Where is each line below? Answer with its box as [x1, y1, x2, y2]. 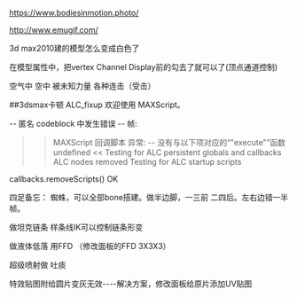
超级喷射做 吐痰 [9, 260, 66, 270]
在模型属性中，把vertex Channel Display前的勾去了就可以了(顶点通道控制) [9, 62, 278, 72]
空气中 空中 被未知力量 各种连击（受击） [9, 81, 156, 91]
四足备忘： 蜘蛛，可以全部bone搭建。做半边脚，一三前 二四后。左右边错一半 [9, 192, 289, 202]
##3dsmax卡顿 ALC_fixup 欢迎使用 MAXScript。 [9, 99, 185, 110]
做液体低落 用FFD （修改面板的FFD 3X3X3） [9, 241, 171, 251]
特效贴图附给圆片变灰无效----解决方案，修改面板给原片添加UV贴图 [9, 278, 253, 289]
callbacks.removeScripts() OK [9, 174, 119, 184]
